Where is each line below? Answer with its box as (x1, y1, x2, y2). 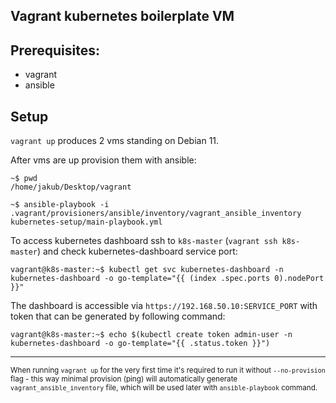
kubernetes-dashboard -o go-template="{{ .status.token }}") (10, 339, 271, 349)
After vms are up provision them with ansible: (10, 154, 197, 166)
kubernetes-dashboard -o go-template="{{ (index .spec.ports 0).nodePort (10, 274, 325, 284)
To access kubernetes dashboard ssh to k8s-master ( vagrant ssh (10, 235, 278, 247)
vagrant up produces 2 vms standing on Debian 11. (10, 135, 220, 147)
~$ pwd (10, 174, 38, 184)
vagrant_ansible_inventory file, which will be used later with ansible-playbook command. (10, 383, 318, 393)
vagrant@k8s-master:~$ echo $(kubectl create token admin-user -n (10, 330, 293, 340)
